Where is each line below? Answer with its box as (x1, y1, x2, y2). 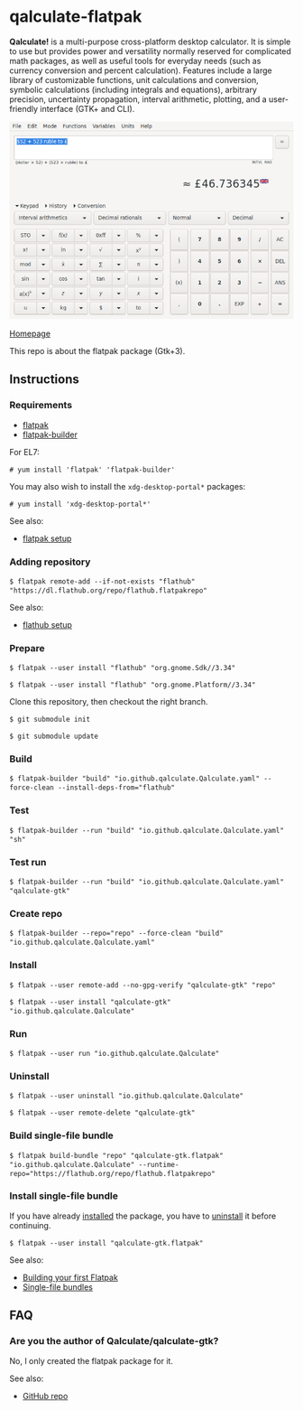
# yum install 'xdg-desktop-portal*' (9, 500, 151, 509)
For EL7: (9, 446, 41, 457)
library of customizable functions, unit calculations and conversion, (9, 74, 259, 85)
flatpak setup (22, 533, 72, 544)
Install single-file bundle (9, 1190, 119, 1202)
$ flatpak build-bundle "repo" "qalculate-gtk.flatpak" (9, 1151, 224, 1160)
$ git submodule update (9, 732, 99, 742)
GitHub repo (22, 1390, 69, 1401)
